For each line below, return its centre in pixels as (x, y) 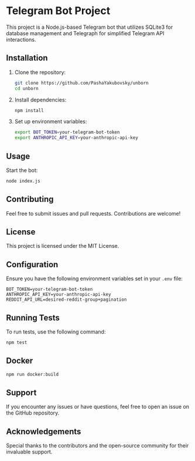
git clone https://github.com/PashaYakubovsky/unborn (81, 83)
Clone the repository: (40, 72)
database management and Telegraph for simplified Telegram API (85, 33)
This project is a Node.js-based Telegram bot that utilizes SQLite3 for (90, 27)
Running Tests (33, 317)
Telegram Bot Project (58, 11)
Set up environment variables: (51, 122)
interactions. (21, 39)
